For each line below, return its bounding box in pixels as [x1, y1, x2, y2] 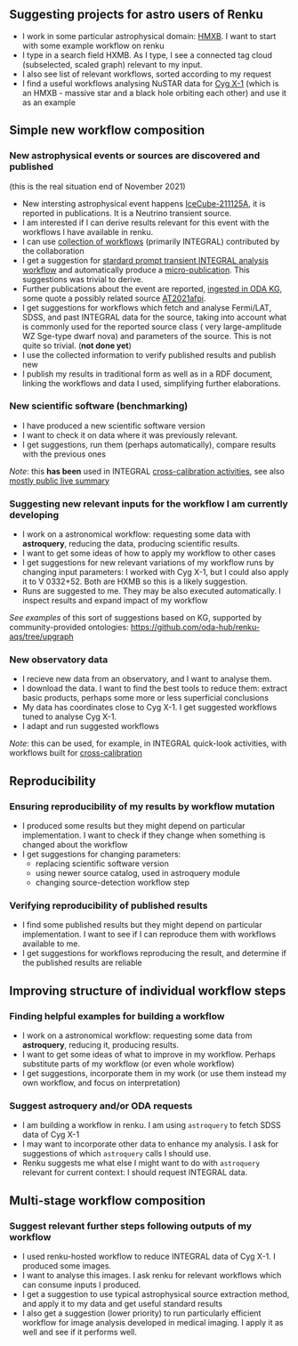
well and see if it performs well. [21, 1326, 138, 1338]
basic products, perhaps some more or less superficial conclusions [21, 693, 270, 703]
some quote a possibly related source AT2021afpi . [21, 293, 206, 304]
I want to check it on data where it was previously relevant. [21, 429, 238, 440]
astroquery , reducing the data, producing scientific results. [21, 539, 240, 549]
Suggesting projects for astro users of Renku [9, 7, 264, 22]
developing [9, 508, 60, 521]
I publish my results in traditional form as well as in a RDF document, [21, 369, 273, 379]
